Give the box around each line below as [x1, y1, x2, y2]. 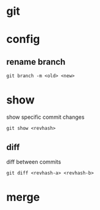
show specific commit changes [6, 113, 85, 121]
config [6, 32, 40, 47]
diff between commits [6, 158, 62, 165]
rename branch [6, 56, 66, 67]
